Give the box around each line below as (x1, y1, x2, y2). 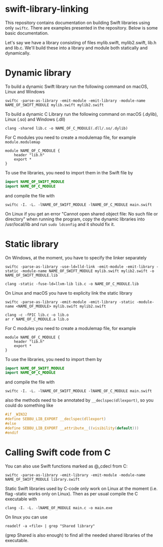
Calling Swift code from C (5, 447, 111, 458)
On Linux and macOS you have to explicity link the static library (5, 290, 133, 296)
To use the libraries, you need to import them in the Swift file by (5, 169, 133, 175)
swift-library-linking (5, 3, 89, 15)
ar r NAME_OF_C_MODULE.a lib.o (5, 317, 69, 322)
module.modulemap (5, 139, 41, 144)
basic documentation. (5, 30, 49, 36)
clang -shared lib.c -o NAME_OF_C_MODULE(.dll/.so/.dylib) (5, 126, 128, 131)
